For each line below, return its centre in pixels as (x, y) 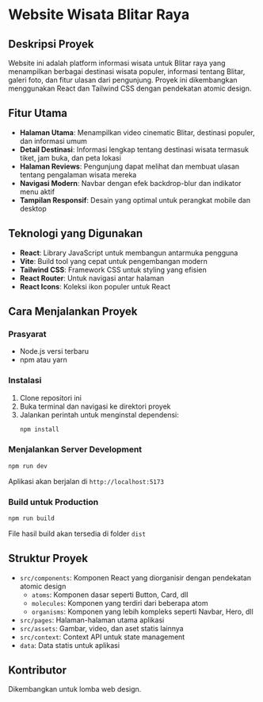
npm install (39, 429)
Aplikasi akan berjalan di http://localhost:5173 (86, 481)
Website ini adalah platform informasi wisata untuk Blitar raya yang (117, 63)
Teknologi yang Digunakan (76, 233)
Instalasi (25, 381)
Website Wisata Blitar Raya (99, 15)
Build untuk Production (53, 502)
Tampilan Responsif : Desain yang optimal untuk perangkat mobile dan (135, 200)
